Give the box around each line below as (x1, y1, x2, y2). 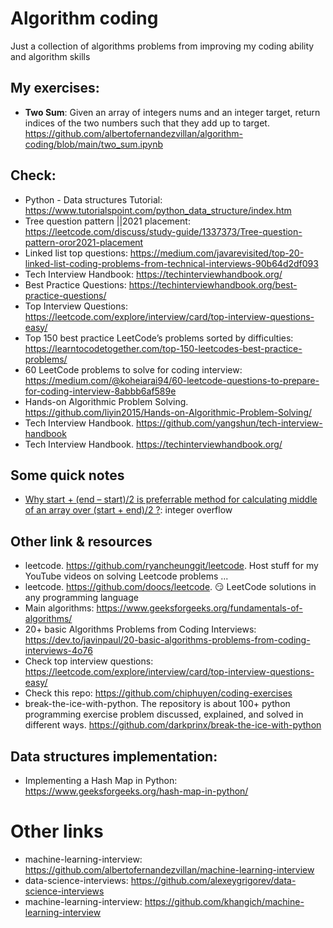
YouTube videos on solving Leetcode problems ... (24, 570, 229, 582)
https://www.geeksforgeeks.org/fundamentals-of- (96, 602, 303, 614)
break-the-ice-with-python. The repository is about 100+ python (24, 698, 291, 710)
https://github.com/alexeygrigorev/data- (130, 874, 297, 886)
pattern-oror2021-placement (24, 236, 144, 248)
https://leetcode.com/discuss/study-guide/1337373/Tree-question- (24, 225, 303, 237)
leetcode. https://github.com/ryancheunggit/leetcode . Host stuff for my (24, 560, 319, 572)
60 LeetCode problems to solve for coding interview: (24, 363, 243, 376)
